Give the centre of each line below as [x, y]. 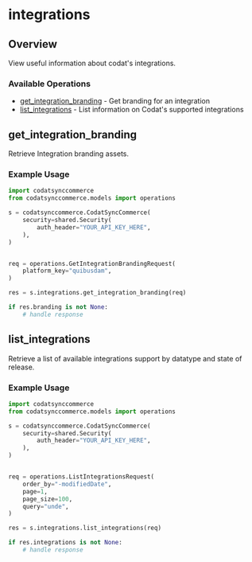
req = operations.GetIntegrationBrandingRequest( [92, 263]
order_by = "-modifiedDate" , [67, 484]
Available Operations [50, 84]
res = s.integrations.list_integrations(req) [85, 528]
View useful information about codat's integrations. [92, 63]
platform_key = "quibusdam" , [67, 271]
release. [21, 367]
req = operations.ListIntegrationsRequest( [81, 477]
